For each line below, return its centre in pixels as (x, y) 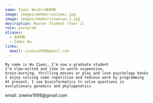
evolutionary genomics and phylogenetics (48, 86)
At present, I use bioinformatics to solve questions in (65, 82)
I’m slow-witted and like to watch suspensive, (55, 69)
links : (12, 46)
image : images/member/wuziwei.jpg (41, 14)
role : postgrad (21, 28)
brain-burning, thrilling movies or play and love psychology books (77, 73)
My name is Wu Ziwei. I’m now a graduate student (57, 65)
